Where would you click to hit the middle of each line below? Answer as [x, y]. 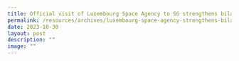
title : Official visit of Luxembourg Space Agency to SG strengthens [113, 14]
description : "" [31, 40]
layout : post [27, 33]
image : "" [22, 46]
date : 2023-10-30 [33, 27]
